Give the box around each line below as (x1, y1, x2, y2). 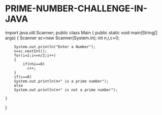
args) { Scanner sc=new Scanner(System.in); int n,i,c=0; (5, 35, 120, 41)
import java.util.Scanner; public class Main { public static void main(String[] (5, 29, 158, 35)
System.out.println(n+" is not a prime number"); (14, 87, 118, 92)
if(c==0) (14, 74, 32, 79)
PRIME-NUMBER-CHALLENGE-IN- (5, 3, 148, 14)
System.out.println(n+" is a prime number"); (14, 79, 109, 84)
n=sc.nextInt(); (14, 49, 48, 54)
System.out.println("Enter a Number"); (14, 44, 96, 49)
